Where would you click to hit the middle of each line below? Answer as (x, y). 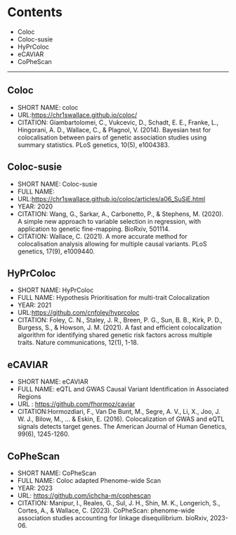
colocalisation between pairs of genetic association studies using (112, 137)
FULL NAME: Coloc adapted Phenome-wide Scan (89, 480)
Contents (35, 12)
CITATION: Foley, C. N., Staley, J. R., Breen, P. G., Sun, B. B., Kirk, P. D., (120, 320)
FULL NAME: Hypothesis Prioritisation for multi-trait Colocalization (113, 298)
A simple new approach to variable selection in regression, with (109, 221)
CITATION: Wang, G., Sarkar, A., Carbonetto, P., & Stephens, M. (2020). (120, 214)
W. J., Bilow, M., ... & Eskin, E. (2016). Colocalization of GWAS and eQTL (121, 419)
